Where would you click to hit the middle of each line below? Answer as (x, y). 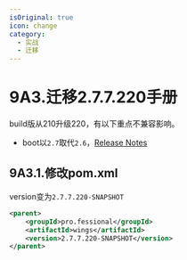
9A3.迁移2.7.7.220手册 (93, 97)
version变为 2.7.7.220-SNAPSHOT (67, 196)
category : (28, 34)
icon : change (33, 26)
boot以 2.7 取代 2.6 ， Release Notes (85, 142)
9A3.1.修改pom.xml (64, 173)
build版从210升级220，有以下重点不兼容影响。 (94, 124)
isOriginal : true (41, 17)
